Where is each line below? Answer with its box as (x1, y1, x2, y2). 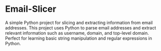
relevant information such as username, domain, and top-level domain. (5, 30, 149, 36)
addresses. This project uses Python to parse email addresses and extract (5, 25, 157, 30)
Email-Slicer (5, 3, 57, 15)
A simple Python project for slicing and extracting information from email (5, 20, 153, 25)
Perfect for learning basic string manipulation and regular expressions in (5, 35, 152, 41)
